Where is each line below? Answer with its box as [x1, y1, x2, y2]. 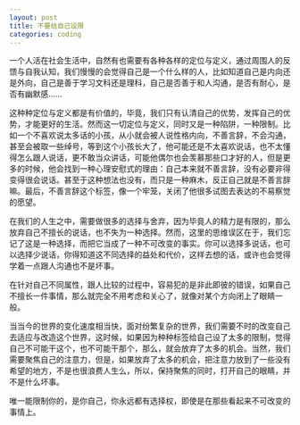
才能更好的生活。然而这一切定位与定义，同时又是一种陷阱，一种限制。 [24, 119, 283, 129]
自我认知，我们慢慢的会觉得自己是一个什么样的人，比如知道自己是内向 [24, 66, 283, 77]
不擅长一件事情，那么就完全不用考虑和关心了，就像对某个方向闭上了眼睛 [9, 291, 275, 302]
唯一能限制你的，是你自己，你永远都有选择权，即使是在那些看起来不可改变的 [9, 396, 291, 406]
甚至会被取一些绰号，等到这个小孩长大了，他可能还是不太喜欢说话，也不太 [9, 141, 283, 152]
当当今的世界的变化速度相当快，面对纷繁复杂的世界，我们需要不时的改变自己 [9, 321, 291, 331]
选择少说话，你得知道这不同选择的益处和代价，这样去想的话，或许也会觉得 [16, 249, 291, 260]
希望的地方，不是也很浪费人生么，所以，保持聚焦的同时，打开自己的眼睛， [9, 365, 283, 376]
